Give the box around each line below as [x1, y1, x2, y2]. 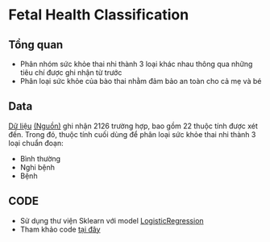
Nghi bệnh [19, 162, 55, 172]
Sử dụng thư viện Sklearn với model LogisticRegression [19, 215, 204, 225]
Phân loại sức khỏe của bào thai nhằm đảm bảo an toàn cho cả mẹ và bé [19, 77, 262, 86]
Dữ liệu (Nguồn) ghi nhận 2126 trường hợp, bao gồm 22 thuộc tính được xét [8, 121, 258, 131]
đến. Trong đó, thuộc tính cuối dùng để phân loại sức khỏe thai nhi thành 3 [8, 129, 256, 139]
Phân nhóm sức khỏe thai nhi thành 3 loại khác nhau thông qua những [19, 59, 253, 69]
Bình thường [19, 153, 61, 163]
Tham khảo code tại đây [19, 224, 101, 234]
